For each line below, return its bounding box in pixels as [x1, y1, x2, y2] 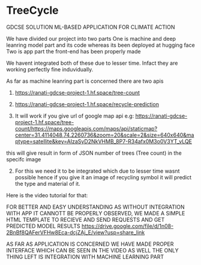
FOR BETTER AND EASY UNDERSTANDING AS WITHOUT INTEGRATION [6, 203, 185, 210]
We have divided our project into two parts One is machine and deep [6, 35, 176, 42]
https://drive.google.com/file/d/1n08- [82, 222, 174, 230]
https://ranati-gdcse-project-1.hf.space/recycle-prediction [14, 100, 159, 108]
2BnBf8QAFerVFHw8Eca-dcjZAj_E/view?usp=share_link [6, 228, 145, 236]
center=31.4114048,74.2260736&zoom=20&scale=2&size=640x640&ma [14, 131, 194, 138]
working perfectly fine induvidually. [6, 65, 94, 73]
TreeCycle [6, 4, 59, 17]
